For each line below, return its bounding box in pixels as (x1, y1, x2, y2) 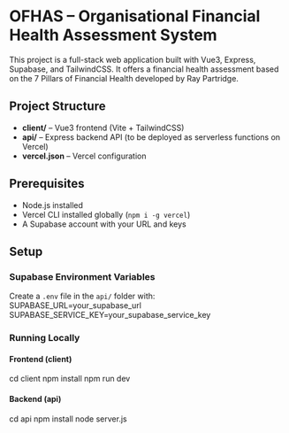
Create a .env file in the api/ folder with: (9, 290, 156, 302)
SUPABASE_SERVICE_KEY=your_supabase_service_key (9, 310, 211, 321)
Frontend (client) (9, 353, 72, 364)
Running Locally (9, 332, 80, 344)
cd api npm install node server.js (9, 414, 127, 424)
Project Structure (9, 99, 106, 114)
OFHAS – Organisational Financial (9, 6, 261, 27)
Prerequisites (9, 176, 85, 191)
